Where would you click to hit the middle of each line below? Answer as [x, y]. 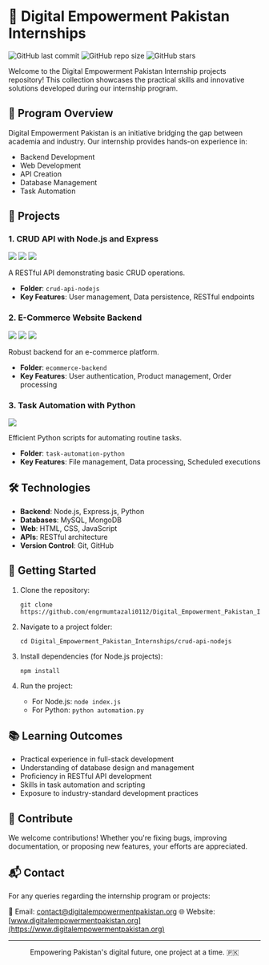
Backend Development [57, 156]
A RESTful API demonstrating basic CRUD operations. [97, 273]
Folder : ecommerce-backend [63, 367]
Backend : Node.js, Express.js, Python [82, 511]
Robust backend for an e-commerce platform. [84, 351]
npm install [40, 671]
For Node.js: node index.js [76, 701]
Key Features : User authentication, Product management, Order [126, 375]
